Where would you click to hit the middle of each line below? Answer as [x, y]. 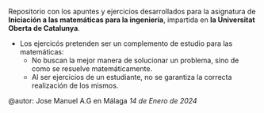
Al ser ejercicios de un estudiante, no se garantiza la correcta [132, 77]
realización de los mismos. [75, 85]
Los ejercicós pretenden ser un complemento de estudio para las [126, 43]
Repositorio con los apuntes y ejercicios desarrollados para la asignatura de [132, 11]
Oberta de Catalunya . [44, 28]
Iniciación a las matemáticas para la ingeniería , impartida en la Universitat [132, 20]
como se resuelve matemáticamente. [92, 69]
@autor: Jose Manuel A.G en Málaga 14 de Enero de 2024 [103, 101]
